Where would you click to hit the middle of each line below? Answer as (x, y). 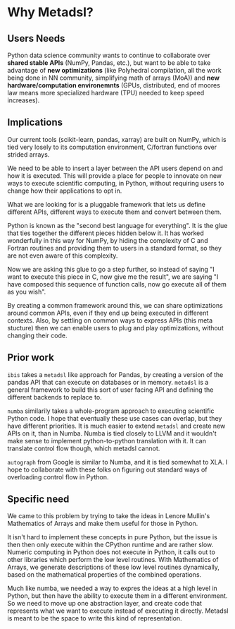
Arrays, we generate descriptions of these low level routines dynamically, (114, 567)
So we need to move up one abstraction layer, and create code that (105, 604)
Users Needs (36, 38)
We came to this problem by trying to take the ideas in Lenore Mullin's (109, 516)
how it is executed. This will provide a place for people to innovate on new (115, 175)
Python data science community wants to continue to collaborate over (109, 55)
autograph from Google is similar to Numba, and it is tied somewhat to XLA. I (118, 462)
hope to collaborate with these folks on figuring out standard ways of (107, 469)
